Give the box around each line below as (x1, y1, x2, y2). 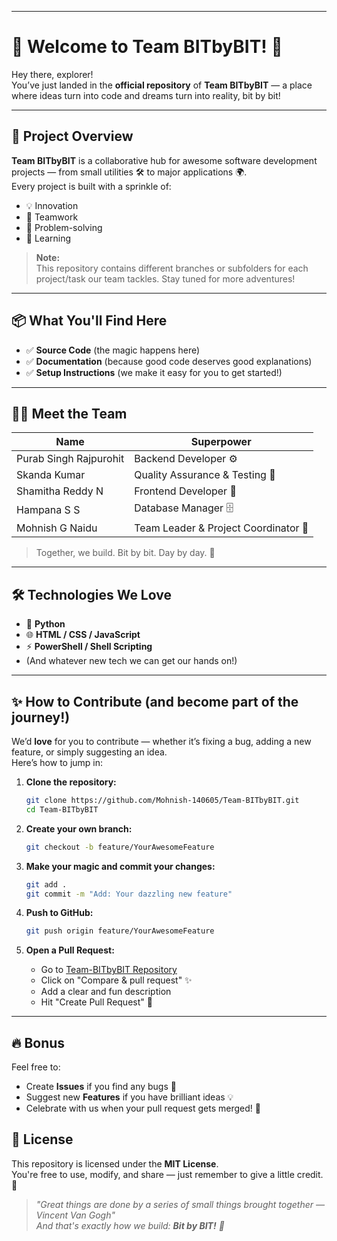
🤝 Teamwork (25, 211, 79, 223)
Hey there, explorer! (11, 68, 94, 80)
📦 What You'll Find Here (11, 312, 168, 330)
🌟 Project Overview (11, 128, 134, 145)
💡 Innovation (25, 199, 79, 211)
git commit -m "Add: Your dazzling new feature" (25, 889, 233, 899)
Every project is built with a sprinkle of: (11, 180, 172, 192)
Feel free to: (11, 1061, 61, 1073)
